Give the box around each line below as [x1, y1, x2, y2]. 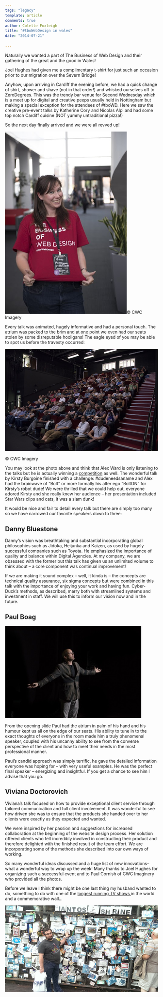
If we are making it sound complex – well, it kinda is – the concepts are [5, 573, 146, 579]
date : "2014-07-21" [5, 33, 45, 38]
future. [5, 599, 18, 605]
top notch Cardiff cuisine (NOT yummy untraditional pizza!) [5, 112, 123, 118]
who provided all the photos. [5, 876, 62, 882]
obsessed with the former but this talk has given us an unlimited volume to [5, 558, 154, 564]
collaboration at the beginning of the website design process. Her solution [5, 830, 153, 836]
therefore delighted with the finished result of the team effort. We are [5, 841, 143, 847]
